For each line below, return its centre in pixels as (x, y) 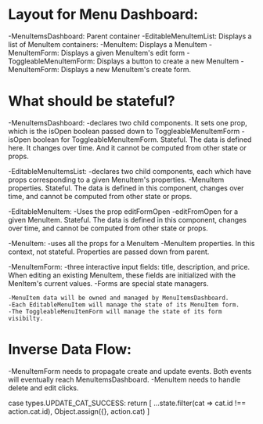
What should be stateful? (92, 101)
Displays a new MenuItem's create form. (126, 69)
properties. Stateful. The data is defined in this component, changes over (126, 188)
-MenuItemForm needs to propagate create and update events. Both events (130, 371)
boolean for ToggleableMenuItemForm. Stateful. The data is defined (142, 140)
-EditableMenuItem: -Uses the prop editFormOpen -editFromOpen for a (123, 211)
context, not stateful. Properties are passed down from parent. (109, 252)
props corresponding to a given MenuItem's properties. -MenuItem (116, 179)
